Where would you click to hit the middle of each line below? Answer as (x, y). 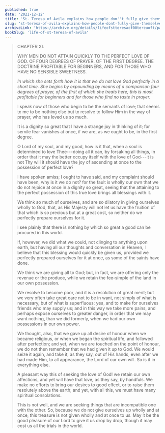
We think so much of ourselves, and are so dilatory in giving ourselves (88, 202)
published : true (22, 10)
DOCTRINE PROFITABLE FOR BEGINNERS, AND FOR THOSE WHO (84, 66)
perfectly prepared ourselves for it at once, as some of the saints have (88, 258)
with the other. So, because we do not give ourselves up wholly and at (88, 410)
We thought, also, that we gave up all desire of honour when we (82, 333)
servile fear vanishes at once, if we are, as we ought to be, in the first (87, 132)
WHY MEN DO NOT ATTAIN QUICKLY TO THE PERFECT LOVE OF (83, 56)
